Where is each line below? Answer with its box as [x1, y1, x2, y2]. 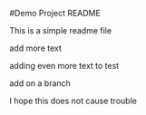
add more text [9, 43, 62, 53]
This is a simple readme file [9, 25, 112, 35]
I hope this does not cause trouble [9, 95, 138, 106]
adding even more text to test [9, 61, 120, 71]
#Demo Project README [9, 8, 102, 18]
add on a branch [9, 78, 71, 89]
